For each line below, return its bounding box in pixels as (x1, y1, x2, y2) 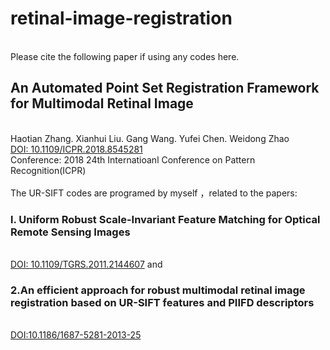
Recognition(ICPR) (10, 164, 87, 176)
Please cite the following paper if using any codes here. (10, 50, 240, 62)
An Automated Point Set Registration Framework (10, 80, 320, 97)
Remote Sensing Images (10, 225, 131, 239)
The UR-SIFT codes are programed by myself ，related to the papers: (10, 187, 298, 199)
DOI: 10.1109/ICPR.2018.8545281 (10, 143, 143, 155)
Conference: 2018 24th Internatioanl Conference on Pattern (10, 153, 256, 166)
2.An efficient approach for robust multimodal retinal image (10, 283, 306, 297)
